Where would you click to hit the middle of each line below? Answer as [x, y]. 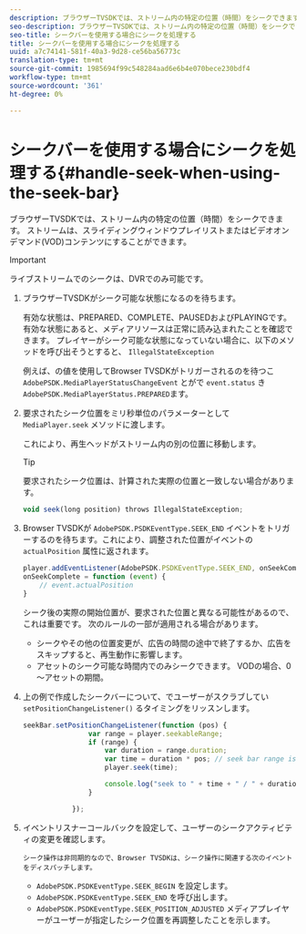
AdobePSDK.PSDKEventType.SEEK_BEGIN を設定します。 [134, 886]
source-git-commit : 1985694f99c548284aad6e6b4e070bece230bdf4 [130, 69]
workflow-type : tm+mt [51, 77]
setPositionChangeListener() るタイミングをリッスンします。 [138, 708]
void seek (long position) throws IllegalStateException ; [133, 510]
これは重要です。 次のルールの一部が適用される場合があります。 [143, 623]
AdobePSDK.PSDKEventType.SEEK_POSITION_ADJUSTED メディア [147, 908]
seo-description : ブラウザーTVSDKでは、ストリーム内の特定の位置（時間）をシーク [149, 26]
